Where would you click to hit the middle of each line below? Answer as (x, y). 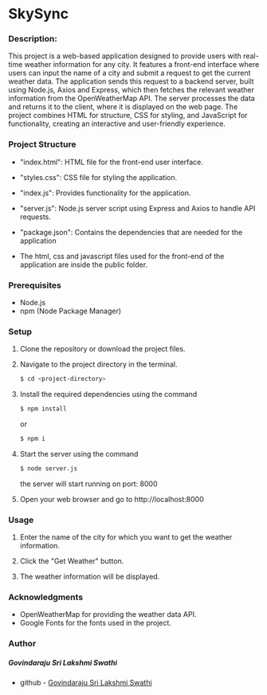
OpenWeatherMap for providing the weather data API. (108, 615)
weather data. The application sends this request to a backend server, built (131, 81)
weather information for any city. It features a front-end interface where (142, 65)
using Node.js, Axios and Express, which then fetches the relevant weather (132, 90)
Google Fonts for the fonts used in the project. (95, 623)
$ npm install (43, 409)
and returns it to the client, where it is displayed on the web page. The (123, 107)
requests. (35, 217)
